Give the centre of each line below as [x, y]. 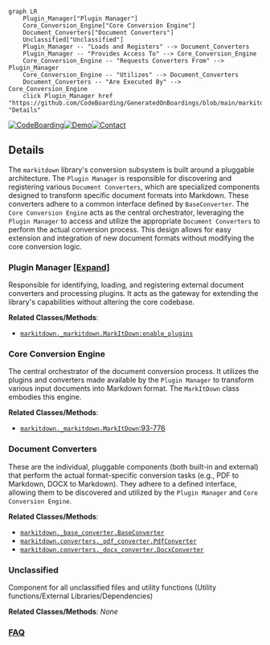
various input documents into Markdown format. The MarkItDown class [124, 388]
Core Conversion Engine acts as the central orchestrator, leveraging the [126, 212]
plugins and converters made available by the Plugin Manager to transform [131, 380]
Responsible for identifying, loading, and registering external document [126, 285]
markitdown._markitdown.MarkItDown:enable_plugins [106, 334]
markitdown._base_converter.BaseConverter [92, 532]
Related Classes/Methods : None [63, 612]
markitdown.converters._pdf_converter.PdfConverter [108, 541]
